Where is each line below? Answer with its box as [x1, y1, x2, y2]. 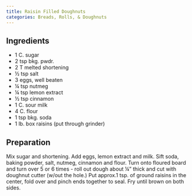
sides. [6, 184, 21, 191]
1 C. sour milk [14, 101, 48, 109]
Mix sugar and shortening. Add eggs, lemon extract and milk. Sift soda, [6, 153, 179, 160]
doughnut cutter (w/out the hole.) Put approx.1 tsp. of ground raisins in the [6, 172, 187, 179]
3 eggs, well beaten [14, 77, 63, 84]
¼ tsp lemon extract [14, 89, 63, 96]
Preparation [6, 137, 51, 147]
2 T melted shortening [14, 64, 69, 71]
